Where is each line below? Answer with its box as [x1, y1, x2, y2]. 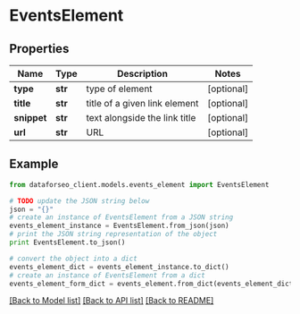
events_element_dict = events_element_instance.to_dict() [9, 262, 229, 271]
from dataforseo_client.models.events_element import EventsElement [9, 180, 270, 189]
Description [117, 68, 168, 80]
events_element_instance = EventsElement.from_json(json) [9, 221, 229, 231]
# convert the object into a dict [9, 254, 138, 263]
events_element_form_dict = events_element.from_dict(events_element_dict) [9, 279, 297, 288]
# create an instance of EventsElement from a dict [9, 270, 205, 280]
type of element [86, 82, 154, 95]
